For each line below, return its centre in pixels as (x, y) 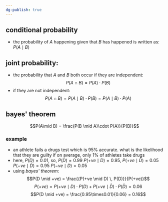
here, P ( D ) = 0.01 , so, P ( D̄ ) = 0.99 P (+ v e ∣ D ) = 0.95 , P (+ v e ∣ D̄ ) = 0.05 (86, 161)
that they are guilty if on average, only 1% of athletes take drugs (79, 155)
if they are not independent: (41, 91)
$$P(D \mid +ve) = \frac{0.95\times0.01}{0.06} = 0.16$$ (88, 195)
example (16, 139)
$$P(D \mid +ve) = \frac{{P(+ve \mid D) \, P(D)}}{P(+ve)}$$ (88, 179)
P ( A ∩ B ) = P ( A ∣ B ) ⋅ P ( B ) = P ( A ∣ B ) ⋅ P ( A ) (88, 98)
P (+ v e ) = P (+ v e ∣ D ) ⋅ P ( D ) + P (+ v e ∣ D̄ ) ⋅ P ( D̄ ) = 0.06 (88, 187)
